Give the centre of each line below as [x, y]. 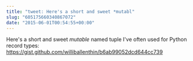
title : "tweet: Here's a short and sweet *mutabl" [71, 12]
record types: [23, 46]
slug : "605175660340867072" [41, 17]
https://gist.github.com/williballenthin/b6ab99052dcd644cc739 [85, 52]
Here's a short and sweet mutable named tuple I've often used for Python [96, 40]
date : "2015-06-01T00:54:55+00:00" [50, 23]
